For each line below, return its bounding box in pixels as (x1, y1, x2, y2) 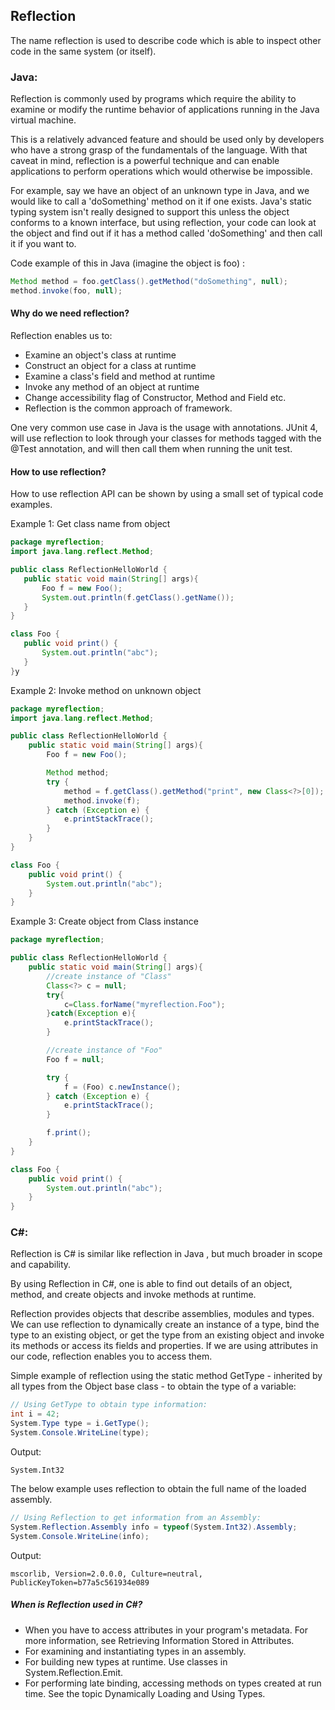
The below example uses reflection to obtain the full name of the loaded (10, 1482, 307, 1494)
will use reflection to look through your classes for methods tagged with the (10, 432, 322, 444)
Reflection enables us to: (10, 330, 113, 342)
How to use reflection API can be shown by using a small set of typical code (10, 488, 324, 500)
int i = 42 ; (10, 1409, 60, 1419)
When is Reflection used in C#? (10, 1599, 143, 1611)
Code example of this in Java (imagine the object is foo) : (10, 257, 246, 269)
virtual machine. (10, 114, 77, 126)
